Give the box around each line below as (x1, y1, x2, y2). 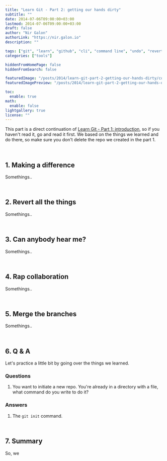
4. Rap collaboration (5, 273, 69, 281)
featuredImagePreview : (5, 81, 52, 86)
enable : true (9, 94, 37, 99)
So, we (5, 450, 19, 456)
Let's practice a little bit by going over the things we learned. (5, 360, 129, 366)
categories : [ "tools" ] (5, 53, 52, 58)
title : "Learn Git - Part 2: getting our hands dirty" (5, 7, 121, 12)
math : (5, 98, 16, 103)
